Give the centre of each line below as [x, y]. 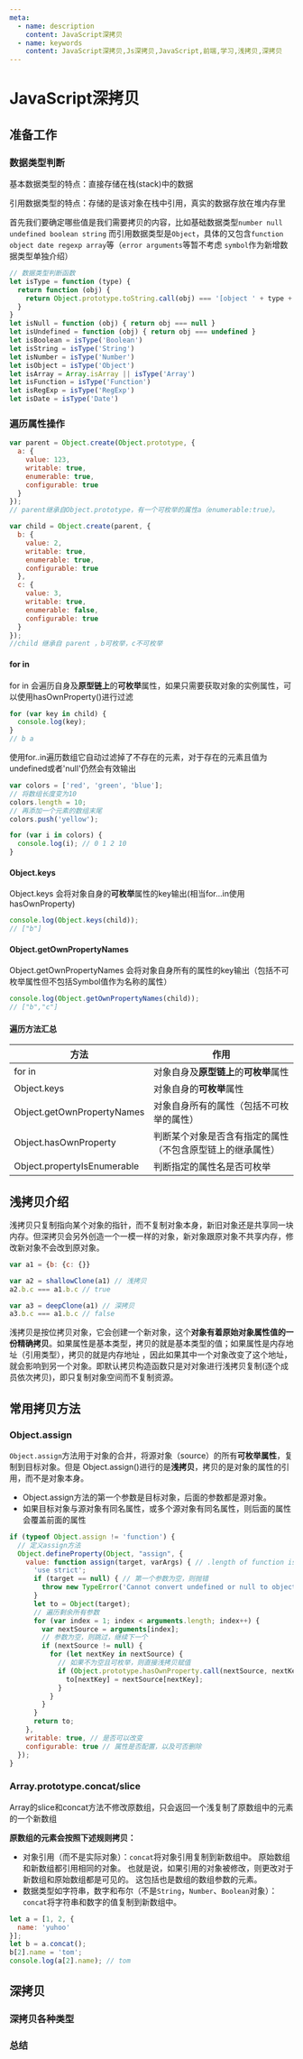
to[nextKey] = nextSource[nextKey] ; [135, 1679]
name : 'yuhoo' [44, 1927]
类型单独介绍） [45, 256]
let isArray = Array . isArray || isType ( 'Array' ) [102, 374]
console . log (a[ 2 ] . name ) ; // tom [70, 1961]
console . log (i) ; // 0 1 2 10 [72, 844]
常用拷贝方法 [45, 1408]
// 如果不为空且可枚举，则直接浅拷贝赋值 [124, 1663]
